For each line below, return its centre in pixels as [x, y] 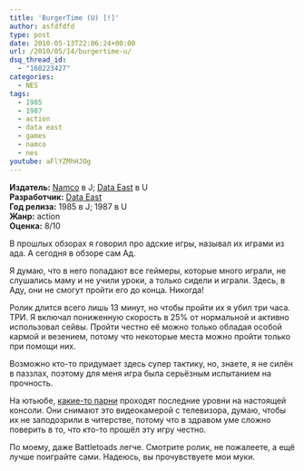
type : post [30, 34]
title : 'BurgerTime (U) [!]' [64, 18]
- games [32, 136]
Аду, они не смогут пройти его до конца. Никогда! [107, 289]
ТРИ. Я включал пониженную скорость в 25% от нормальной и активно [149, 317]
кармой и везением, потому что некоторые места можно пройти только [150, 336]
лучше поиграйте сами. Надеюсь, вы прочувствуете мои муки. [132, 456]
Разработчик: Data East [56, 197]
